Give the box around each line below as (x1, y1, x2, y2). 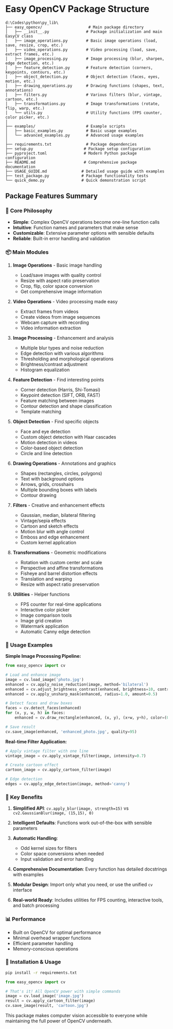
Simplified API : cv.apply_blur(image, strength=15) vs (12, 805, 129, 811)
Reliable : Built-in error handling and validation (12, 235, 111, 241)
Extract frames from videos (20, 308, 79, 315)
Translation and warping (20, 575, 72, 582)
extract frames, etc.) (5, 51, 54, 57)
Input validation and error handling (20, 856, 94, 862)
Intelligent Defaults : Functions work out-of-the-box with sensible (12, 819, 152, 826)
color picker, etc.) (5, 114, 50, 120)
